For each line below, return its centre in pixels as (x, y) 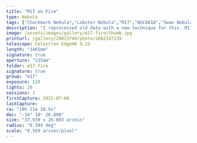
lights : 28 (19, 88)
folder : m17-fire (27, 66)
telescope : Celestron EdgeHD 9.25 (48, 44)
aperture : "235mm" (28, 60)
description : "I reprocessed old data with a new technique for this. (94, 28)
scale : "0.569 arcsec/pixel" (42, 131)
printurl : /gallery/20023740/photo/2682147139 (64, 39)
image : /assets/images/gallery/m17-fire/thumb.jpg (69, 33)
